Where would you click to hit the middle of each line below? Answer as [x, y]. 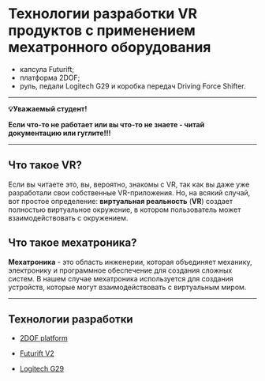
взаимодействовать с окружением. [68, 217]
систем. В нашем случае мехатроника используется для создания [121, 278]
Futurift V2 [37, 353]
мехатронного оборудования [110, 47]
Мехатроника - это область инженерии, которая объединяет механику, [130, 262]
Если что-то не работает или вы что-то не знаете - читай [106, 124]
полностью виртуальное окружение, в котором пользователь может [125, 209]
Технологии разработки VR [103, 14]
